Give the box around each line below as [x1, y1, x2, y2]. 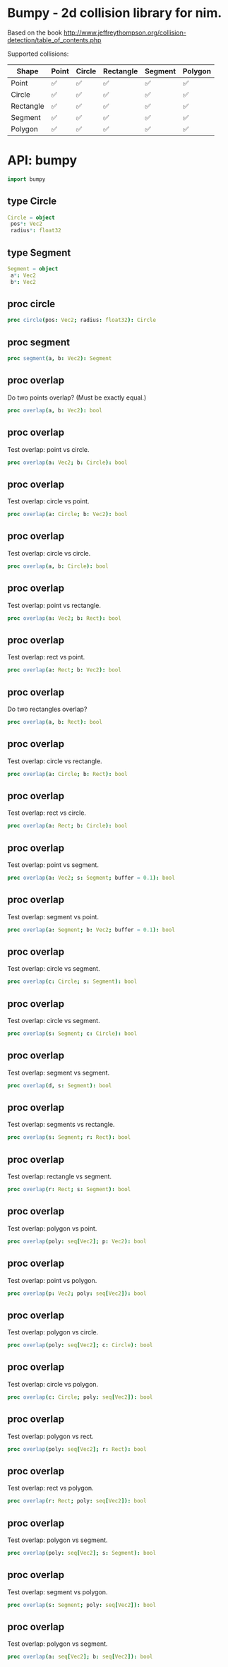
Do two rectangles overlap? [7, 705, 88, 713]
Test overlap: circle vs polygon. [7, 1380, 99, 1388]
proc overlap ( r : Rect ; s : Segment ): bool [7, 1186, 131, 1193]
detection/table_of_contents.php [7, 35, 102, 44]
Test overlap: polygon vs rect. [7, 1432, 94, 1440]
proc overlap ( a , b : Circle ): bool [7, 563, 109, 570]
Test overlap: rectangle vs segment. [7, 1172, 112, 1181]
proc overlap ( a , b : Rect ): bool [7, 718, 102, 725]
